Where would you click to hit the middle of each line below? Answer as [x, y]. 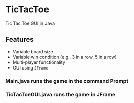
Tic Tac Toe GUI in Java [30, 23]
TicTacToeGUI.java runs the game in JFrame [60, 94]
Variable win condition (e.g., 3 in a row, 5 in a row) [65, 57]
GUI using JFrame [30, 67]
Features [19, 39]
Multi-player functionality [39, 62]
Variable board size [33, 51]
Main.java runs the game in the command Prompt [67, 81]
